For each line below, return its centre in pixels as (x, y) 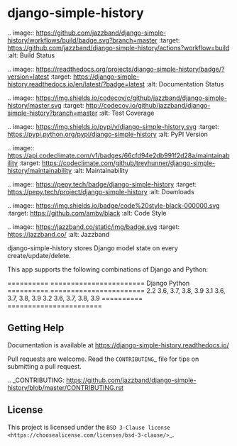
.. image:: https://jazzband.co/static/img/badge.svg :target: (93, 227)
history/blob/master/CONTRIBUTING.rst (66, 387)
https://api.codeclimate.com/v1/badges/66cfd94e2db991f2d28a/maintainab (118, 155)
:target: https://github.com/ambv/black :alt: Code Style (87, 213)
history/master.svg (34, 105)
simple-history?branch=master (53, 113)
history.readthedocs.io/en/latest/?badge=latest (76, 84)
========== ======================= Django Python (99, 283)
